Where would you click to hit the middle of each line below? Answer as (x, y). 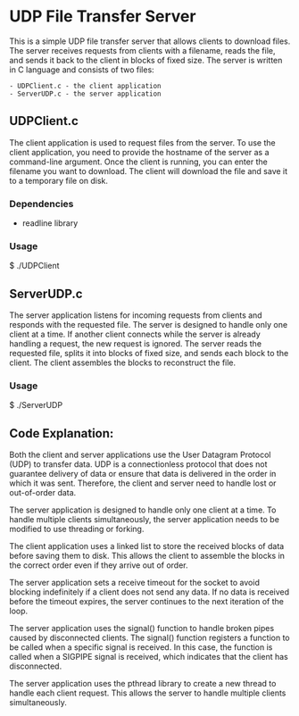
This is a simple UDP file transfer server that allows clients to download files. (150, 41)
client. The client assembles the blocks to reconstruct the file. (123, 362)
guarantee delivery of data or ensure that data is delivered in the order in (143, 474)
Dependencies (42, 204)
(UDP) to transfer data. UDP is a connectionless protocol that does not (138, 464)
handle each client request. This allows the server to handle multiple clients (148, 693)
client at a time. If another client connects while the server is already (135, 334)
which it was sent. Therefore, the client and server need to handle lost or (143, 483)
